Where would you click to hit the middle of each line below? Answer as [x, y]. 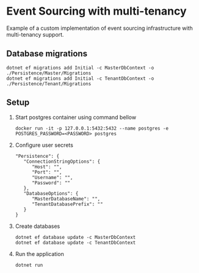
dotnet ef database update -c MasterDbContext [75, 237]
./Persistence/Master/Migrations [49, 73]
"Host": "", [47, 167]
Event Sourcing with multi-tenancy [97, 11]
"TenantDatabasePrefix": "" [67, 204]
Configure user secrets [44, 145]
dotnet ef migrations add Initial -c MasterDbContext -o [80, 68]
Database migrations [47, 54]
